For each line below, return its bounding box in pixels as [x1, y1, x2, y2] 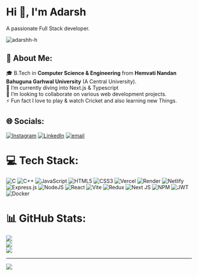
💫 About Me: [6, 53, 53, 64]
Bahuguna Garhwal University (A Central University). [6, 78, 137, 85]
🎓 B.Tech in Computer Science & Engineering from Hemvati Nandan [6, 69, 177, 76]
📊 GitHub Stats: [6, 212, 87, 225]
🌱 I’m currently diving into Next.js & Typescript [6, 84, 119, 91]
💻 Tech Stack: [6, 153, 79, 167]
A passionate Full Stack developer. [6, 25, 90, 32]
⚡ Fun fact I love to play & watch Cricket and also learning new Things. [6, 97, 177, 104]
